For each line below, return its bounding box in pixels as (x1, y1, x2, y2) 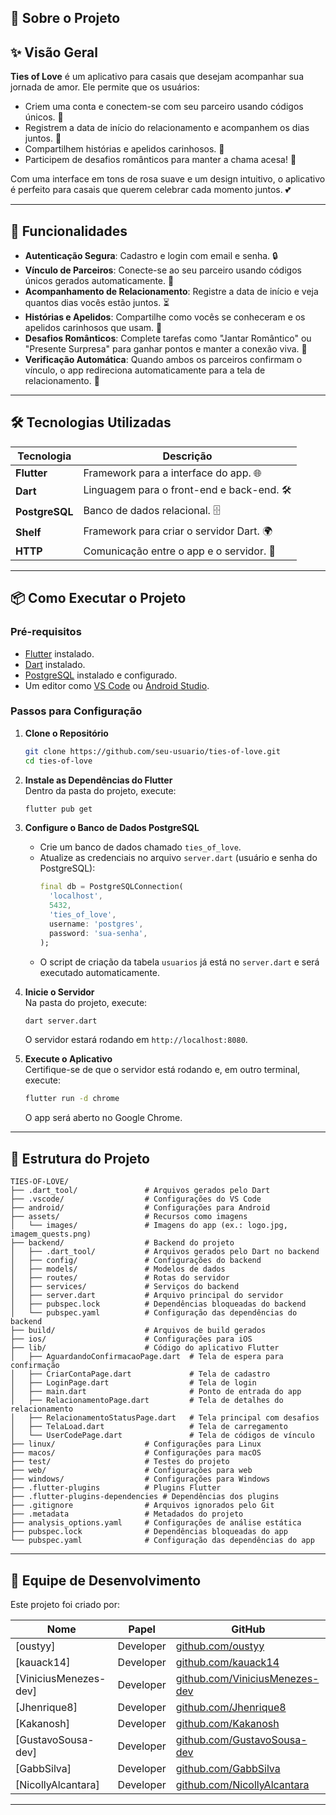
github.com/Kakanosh (175, 1716, 280, 1730)
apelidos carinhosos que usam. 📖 (24, 322, 163, 334)
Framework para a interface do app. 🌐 (83, 466, 262, 480)
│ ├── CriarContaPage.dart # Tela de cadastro (10, 1369, 271, 1380)
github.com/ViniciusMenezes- (175, 1671, 320, 1685)
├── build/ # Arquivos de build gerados (10, 1326, 267, 1336)
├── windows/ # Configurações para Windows (10, 1474, 271, 1485)
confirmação (10, 1361, 60, 1371)
